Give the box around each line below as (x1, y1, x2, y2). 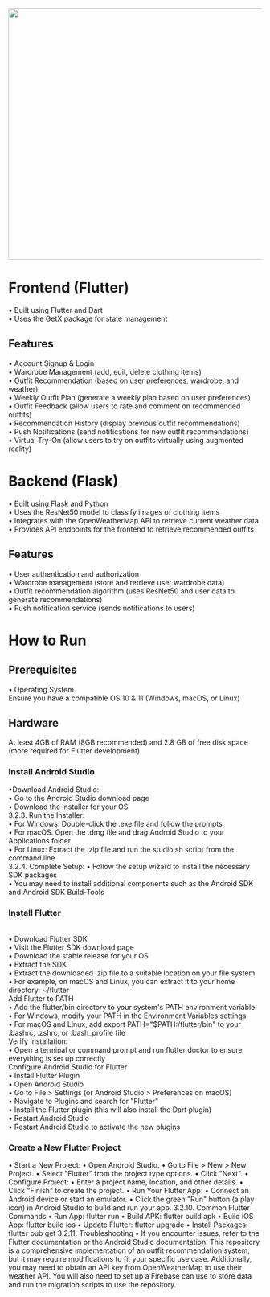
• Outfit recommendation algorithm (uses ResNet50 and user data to (8, 586, 235, 596)
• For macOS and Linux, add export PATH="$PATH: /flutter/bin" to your (8, 1019, 241, 1028)
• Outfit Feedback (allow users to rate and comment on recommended (8, 401, 241, 411)
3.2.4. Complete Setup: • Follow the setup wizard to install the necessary (8, 861, 251, 871)
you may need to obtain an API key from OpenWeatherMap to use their (8, 1262, 243, 1273)
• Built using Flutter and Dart (8, 305, 103, 314)
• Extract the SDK (8, 959, 67, 969)
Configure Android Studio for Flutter (8, 1061, 128, 1072)
